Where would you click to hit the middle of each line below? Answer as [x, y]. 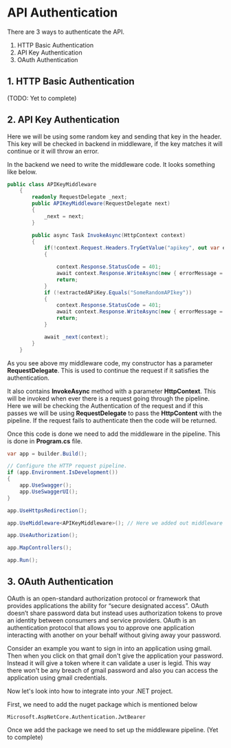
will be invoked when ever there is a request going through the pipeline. [108, 398]
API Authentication [63, 13]
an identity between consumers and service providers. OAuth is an [101, 620]
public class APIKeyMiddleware [52, 184]
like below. [22, 172]
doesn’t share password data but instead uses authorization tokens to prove [115, 613]
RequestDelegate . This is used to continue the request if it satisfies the [108, 370]
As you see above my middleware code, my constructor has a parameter [110, 363]
